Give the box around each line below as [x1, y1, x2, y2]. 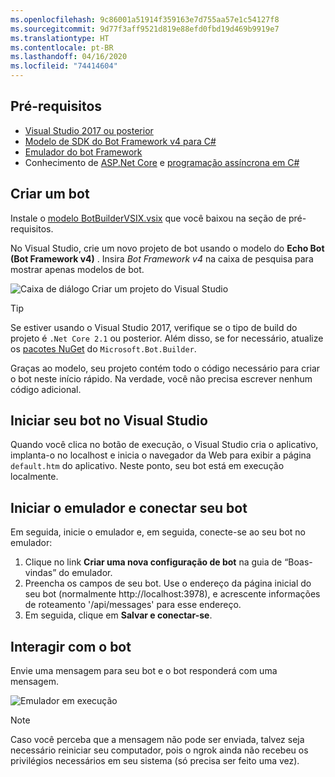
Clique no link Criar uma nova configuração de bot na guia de [24, 556, 283, 568]
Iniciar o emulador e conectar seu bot [10, 499, 248, 516]
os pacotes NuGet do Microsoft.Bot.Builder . [10, 342, 197, 355]
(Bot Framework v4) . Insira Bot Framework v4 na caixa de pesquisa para [10, 252, 314, 265]
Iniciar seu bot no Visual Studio [10, 412, 208, 430]
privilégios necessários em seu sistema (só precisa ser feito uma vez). [10, 755, 300, 767]
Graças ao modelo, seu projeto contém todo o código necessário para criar [10, 362, 321, 374]
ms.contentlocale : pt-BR [10, 42, 114, 53]
